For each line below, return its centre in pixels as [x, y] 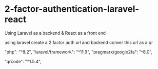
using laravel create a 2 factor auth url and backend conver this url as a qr [79, 42]
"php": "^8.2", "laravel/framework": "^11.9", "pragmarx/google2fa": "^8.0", [79, 52]
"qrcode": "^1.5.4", [23, 61]
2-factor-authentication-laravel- [72, 9]
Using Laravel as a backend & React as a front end [55, 33]
